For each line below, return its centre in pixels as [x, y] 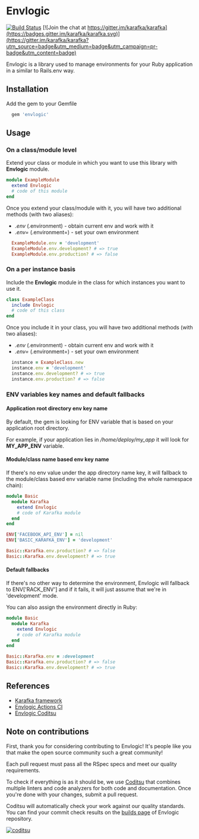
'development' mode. [32, 596]
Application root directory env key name [57, 408]
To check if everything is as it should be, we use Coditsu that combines [94, 782]
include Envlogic [33, 305]
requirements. [23, 770]
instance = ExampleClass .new [48, 363]
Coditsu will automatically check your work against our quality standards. [96, 806]
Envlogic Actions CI [39, 706]
